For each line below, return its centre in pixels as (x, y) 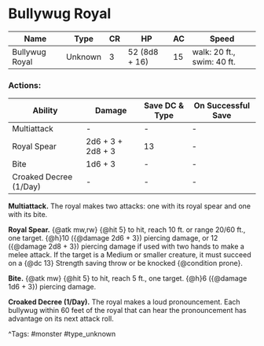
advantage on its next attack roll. (61, 318)
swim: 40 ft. (214, 61)
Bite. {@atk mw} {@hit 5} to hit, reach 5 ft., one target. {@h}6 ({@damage (128, 278)
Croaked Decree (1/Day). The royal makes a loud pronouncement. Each (125, 302)
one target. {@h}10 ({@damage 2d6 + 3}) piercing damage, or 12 (113, 238)
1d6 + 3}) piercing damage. (52, 287)
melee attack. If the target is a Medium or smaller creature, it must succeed (130, 255)
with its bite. (28, 215)
